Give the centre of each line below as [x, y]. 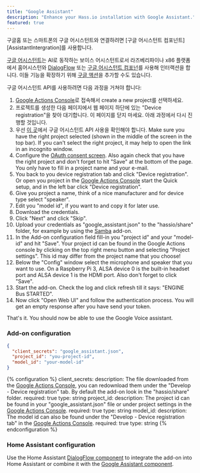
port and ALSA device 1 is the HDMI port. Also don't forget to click [96, 275]
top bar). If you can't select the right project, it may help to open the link [103, 143]
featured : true [26, 23]
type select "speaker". [42, 200]
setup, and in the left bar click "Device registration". [78, 187]
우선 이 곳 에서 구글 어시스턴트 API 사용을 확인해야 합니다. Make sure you [100, 130]
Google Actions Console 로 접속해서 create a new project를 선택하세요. [99, 100]
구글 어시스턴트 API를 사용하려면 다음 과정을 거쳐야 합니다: [74, 88]
